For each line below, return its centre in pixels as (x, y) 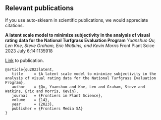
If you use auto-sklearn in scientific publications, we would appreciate (77, 20)
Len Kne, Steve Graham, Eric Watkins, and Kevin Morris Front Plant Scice (80, 45)
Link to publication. (25, 60)
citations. (14, 25)
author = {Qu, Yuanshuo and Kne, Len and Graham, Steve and (78, 87)
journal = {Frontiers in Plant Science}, (57, 95)
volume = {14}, (31, 100)
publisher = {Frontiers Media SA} (47, 109)
